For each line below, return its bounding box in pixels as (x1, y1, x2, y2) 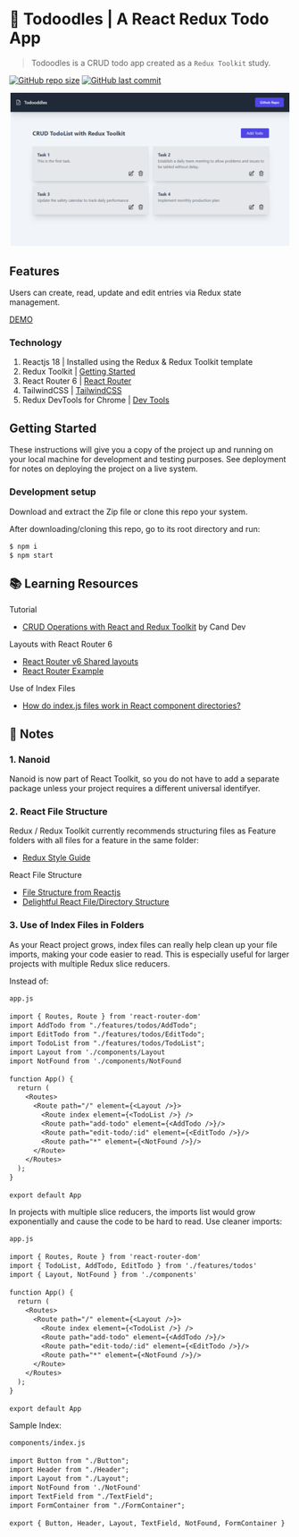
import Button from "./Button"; (9, 1456, 129, 1465)
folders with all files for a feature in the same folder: (9, 835, 199, 846)
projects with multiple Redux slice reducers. (9, 958, 170, 969)
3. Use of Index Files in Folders (9, 919, 145, 932)
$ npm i (9, 542, 38, 551)
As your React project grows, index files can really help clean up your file (9, 939, 278, 950)
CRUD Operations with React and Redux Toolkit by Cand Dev (21, 621, 246, 632)
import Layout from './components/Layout (9, 1047, 166, 1057)
